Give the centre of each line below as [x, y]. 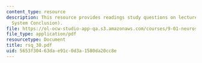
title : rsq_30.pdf [29, 46]
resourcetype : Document [36, 40]
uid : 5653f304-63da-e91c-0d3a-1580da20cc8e [62, 51]
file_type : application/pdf [41, 34]
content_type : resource [36, 12]
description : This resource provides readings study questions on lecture [102, 17]
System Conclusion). [37, 23]
